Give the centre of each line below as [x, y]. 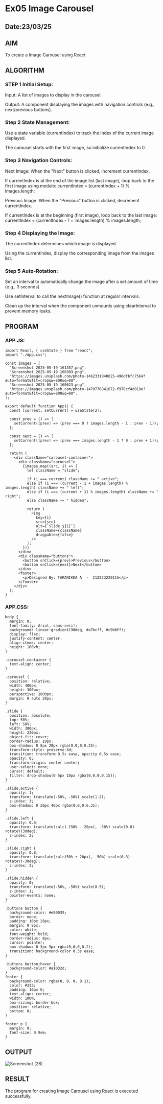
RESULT [17, 1079]
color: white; [24, 930]
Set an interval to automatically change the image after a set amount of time [81, 282]
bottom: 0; [21, 1011]
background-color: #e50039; [38, 913]
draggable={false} [55, 535]
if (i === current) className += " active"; [73, 479]
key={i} [44, 517]
